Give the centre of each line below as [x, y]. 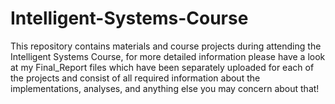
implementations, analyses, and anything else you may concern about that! [165, 88]
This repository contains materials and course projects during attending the [166, 46]
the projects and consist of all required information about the [135, 78]
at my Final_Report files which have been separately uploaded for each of [162, 67]
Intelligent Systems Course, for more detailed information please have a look [168, 56]
